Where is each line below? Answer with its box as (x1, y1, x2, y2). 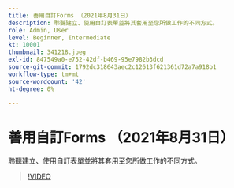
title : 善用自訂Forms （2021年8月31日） (8, 11, 132, 20)
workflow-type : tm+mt (8, 70, 80, 78)
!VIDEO (27, 171, 51, 182)
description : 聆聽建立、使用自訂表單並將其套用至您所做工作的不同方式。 (8, 19, 219, 27)
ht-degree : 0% (8, 85, 55, 93)
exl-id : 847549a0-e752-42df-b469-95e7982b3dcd (8, 56, 164, 64)
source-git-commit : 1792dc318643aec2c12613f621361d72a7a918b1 (8, 63, 217, 71)
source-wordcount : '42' (8, 77, 87, 85)
